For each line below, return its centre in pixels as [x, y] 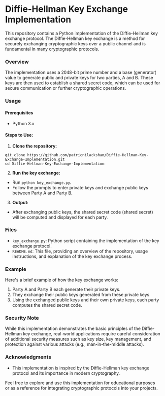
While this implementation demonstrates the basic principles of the [73, 328]
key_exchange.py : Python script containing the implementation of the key [86, 241]
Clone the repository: [34, 146]
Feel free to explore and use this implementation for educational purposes [80, 383]
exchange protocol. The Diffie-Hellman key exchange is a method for [75, 38]
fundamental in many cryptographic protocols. [52, 49]
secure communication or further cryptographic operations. [66, 88]
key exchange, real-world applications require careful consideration [92, 334]
